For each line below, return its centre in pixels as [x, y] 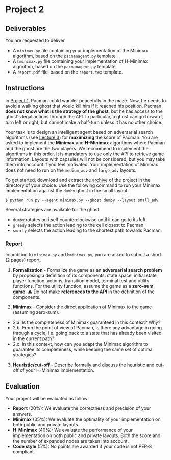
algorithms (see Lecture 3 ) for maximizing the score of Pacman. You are [82, 137]
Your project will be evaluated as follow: [47, 398]
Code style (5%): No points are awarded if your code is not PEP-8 [82, 446]
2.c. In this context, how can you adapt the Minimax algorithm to [80, 344]
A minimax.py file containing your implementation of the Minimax [80, 50]
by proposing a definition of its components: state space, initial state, [85, 275]
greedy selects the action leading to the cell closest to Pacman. [79, 225]
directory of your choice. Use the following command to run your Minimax [83, 185]
